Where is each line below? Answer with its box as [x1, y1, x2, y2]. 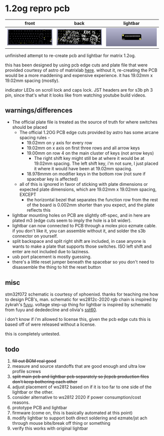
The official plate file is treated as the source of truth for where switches [12, 119, 158, 125]
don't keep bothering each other [12, 378, 78, 384]
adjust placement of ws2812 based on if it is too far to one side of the [12, 384, 152, 390]
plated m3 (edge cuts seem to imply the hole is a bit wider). [12, 218, 132, 223]
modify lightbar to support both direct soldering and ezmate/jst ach [12, 415, 147, 421]
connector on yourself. [12, 233, 58, 239]
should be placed [12, 124, 47, 130]
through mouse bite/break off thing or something [12, 420, 111, 426]
